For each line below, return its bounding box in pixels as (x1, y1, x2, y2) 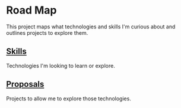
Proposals (6, 79, 45, 89)
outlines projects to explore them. (6, 29, 88, 36)
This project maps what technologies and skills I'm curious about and (6, 23, 176, 30)
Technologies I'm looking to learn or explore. (6, 62, 116, 69)
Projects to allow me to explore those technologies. (6, 95, 132, 102)
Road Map (6, 4, 58, 17)
